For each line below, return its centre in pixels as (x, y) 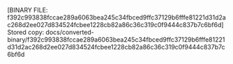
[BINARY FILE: (28, 10)
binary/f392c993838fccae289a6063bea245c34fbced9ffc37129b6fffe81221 (116, 40)
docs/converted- (70, 32)
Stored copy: (26, 32)
